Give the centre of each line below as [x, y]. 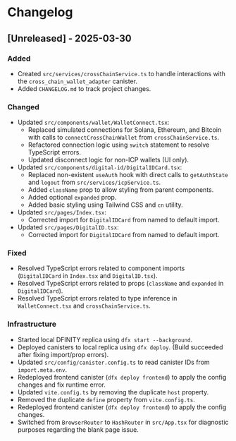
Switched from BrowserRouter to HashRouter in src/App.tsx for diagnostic [123, 422]
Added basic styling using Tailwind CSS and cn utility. [105, 205]
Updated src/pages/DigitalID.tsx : [68, 227]
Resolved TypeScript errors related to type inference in [97, 298]
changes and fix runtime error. [61, 385]
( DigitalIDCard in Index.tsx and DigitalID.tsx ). [87, 276]
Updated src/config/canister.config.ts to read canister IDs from [113, 362]
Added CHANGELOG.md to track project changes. [84, 88]
